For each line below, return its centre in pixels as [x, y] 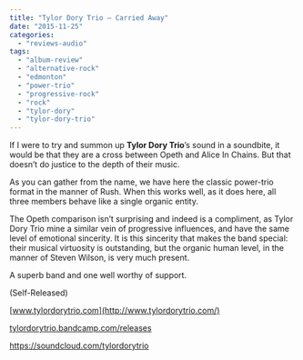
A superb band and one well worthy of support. [98, 275]
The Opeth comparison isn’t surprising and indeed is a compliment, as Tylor [151, 219]
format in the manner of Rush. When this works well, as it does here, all [143, 192]
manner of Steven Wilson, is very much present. [100, 258]
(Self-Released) [39, 293]
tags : [20, 52]
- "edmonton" [42, 77]
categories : [32, 35]
